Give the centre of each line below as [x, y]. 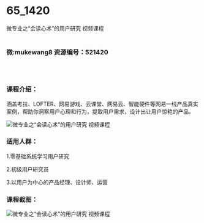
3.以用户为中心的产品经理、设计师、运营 [57, 182]
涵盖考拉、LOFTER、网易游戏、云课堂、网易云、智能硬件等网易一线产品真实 [102, 104]
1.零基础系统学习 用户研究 [38, 156]
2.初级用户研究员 [28, 169]
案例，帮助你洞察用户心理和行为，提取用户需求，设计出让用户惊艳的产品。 [100, 111]
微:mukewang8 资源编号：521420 [57, 52]
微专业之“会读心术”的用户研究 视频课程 [55, 28]
